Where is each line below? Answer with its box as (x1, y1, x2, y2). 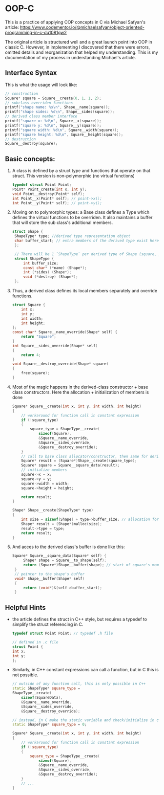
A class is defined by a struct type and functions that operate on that (12, 168, 150, 174)
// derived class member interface (5, 114, 78, 119)
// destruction (5, 136, 36, 142)
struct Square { (12, 303, 45, 308)
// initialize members (21, 467, 67, 472)
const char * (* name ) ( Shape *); (23, 265, 87, 270)
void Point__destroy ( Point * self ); (12, 191, 85, 196)
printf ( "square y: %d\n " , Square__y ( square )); (5, 123, 102, 128)
